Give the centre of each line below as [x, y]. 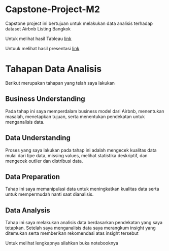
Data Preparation [32, 177]
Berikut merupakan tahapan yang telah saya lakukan [60, 83]
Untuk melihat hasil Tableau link [39, 39]
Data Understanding [38, 138]
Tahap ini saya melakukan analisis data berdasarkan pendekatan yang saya [84, 223]
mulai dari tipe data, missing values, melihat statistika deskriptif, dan [77, 155]
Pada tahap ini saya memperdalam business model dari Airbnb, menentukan [85, 111]
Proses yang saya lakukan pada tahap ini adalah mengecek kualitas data [81, 150]
